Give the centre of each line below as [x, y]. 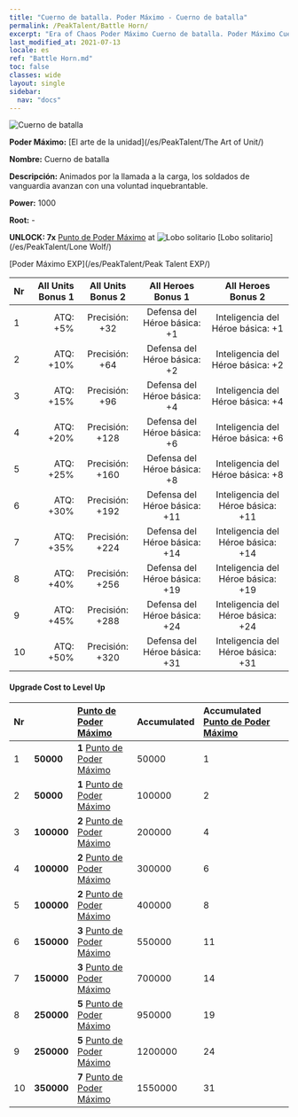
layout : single [37, 83]
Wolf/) [101, 247]
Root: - [22, 220]
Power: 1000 [32, 203]
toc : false [29, 67]
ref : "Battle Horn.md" [51, 59]
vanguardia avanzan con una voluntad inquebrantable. [109, 186]
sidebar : [25, 91]
